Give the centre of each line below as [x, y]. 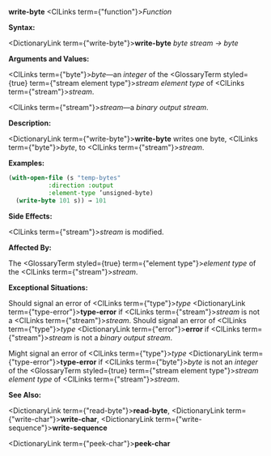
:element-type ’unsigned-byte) [101, 193]
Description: [30, 123]
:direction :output [81, 185]
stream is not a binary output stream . [110, 337]
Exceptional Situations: [48, 288]
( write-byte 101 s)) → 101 [61, 200]
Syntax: [22, 27]
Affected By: [30, 247]
